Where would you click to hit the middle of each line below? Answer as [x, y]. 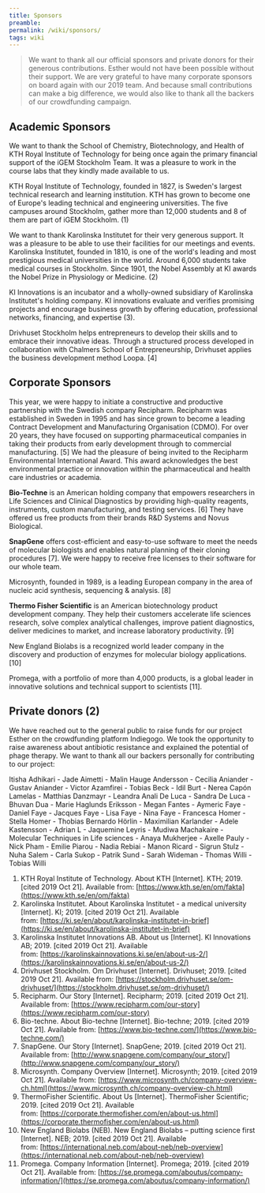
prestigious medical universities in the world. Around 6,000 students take [128, 261]
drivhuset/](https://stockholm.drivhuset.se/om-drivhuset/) [115, 987]
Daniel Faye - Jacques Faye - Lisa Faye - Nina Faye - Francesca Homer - [128, 812]
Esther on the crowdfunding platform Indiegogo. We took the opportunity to [132, 738]
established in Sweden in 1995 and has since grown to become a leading [127, 418]
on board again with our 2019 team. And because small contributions [140, 85]
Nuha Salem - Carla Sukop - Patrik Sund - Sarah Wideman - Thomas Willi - [131, 854]
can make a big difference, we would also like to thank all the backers [141, 94]
